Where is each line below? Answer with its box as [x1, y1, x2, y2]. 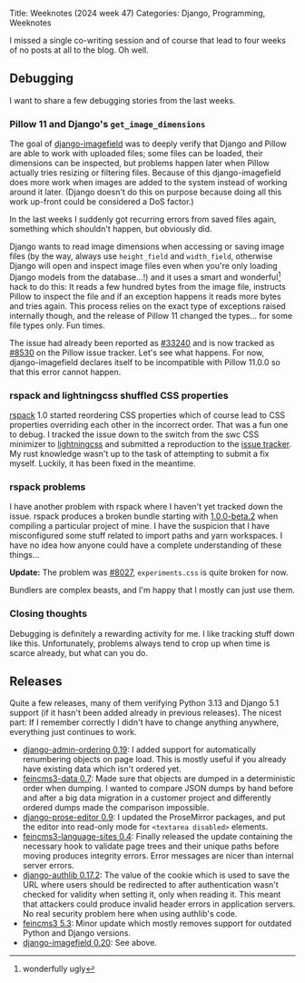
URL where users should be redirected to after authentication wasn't [22, 879, 279, 890]
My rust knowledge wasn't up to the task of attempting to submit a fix [9, 449, 270, 460]
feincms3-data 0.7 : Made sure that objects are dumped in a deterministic [22, 773, 296, 784]
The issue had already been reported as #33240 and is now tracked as [9, 337, 275, 348]
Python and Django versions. [22, 928, 132, 938]
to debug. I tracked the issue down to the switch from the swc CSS [9, 429, 260, 440]
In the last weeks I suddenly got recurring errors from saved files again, [9, 213, 277, 225]
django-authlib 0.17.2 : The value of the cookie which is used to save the [22, 869, 290, 880]
